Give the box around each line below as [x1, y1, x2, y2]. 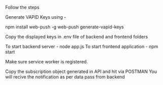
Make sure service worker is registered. [5, 59, 88, 65]
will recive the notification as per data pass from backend [5, 74, 125, 80]
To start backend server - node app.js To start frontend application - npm [5, 44, 158, 50]
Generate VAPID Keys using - [5, 14, 67, 20]
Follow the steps [5, 5, 39, 10]
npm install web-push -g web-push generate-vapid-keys [5, 24, 124, 30]
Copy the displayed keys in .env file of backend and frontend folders [5, 34, 148, 39]
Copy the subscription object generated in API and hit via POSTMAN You [5, 68, 157, 74]
